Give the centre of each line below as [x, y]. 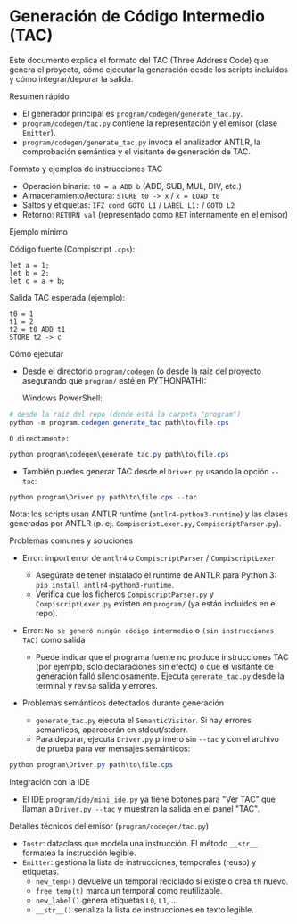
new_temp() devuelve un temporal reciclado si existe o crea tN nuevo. [162, 881]
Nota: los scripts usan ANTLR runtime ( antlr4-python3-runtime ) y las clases [148, 514]
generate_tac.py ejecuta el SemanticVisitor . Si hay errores [143, 721]
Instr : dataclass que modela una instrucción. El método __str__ [140, 844]
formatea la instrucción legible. [79, 853]
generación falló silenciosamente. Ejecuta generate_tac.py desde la [160, 676]
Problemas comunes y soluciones [71, 540]
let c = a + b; [37, 281]
